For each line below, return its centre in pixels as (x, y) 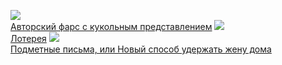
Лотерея (28, 38)
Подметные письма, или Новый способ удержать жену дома (141, 49)
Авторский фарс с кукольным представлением (111, 26)
